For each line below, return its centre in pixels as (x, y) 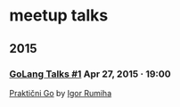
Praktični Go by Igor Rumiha (61, 93)
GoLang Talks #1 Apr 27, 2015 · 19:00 (90, 74)
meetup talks (59, 16)
